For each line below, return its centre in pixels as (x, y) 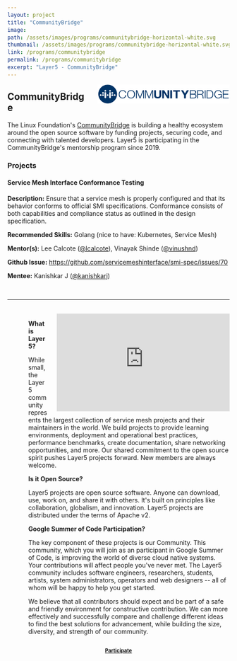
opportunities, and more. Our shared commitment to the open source (128, 450)
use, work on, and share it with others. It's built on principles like (122, 500)
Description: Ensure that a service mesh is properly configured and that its (116, 198)
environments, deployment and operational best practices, (113, 435)
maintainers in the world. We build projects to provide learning (119, 427)
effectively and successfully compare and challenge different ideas (126, 616)
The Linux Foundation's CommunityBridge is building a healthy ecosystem (115, 125)
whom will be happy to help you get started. (92, 587)
